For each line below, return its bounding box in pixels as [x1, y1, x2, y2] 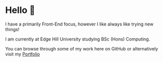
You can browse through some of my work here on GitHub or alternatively [5, 45, 158, 51]
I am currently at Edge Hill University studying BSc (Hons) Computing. [5, 36, 150, 42]
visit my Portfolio [5, 51, 40, 57]
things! [5, 26, 20, 32]
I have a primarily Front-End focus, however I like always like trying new [5, 21, 153, 27]
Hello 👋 [5, 4, 35, 16]
